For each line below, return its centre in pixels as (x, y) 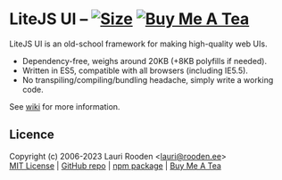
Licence (32, 135)
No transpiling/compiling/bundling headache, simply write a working (148, 79)
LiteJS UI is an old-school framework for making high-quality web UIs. (138, 44)
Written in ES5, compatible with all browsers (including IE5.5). (135, 70)
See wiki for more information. (65, 106)
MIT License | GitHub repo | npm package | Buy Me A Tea (115, 166)
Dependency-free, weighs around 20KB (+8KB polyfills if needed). (145, 61)
